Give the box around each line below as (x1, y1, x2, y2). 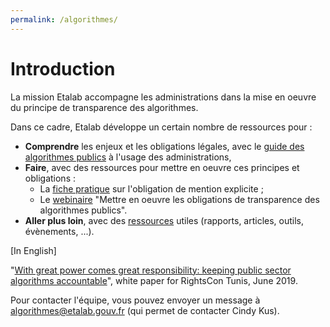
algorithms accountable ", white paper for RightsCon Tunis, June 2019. (10, 274, 298, 286)
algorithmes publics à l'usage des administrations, (24, 151, 232, 163)
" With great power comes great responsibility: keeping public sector (10, 264, 292, 276)
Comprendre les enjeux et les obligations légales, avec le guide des (24, 140, 305, 152)
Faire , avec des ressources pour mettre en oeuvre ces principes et (24, 161, 300, 173)
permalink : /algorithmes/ (10, 14, 118, 25)
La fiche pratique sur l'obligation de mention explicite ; (39, 182, 264, 195)
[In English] (10, 244, 57, 256)
